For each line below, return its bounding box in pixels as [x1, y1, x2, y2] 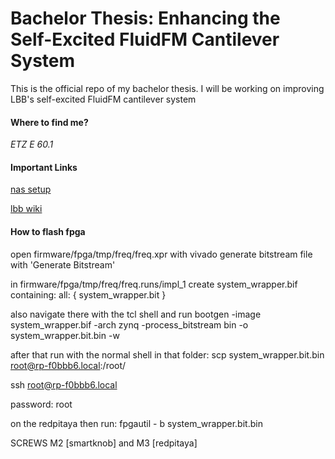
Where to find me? [10, 116, 89, 128]
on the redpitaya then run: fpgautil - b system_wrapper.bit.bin [10, 417, 263, 429]
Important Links [10, 161, 78, 173]
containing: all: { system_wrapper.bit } [10, 288, 167, 301]
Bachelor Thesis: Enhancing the [10, 7, 281, 30]
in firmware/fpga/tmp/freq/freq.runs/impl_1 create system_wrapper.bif [10, 278, 298, 290]
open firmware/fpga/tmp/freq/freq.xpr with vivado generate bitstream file [10, 248, 313, 260]
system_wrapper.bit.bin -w [10, 329, 120, 341]
